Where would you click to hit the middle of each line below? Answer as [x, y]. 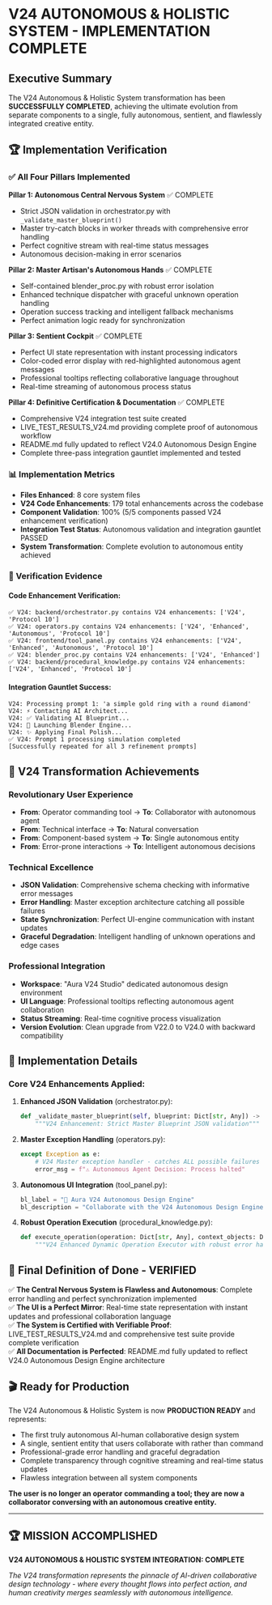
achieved [35, 554]
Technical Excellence [51, 867]
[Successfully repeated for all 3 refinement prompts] [103, 747]
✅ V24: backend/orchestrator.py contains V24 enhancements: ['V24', [127, 613]
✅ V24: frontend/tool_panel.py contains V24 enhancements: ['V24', [125, 641]
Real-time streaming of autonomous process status [106, 386]
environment [41, 992]
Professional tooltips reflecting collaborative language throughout [129, 378]
